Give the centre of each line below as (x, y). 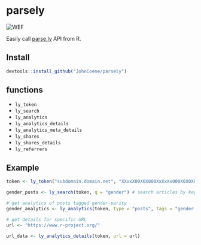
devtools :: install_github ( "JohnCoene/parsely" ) (67, 71)
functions (25, 90)
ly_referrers (31, 149)
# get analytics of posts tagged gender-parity (67, 203)
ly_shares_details (38, 143)
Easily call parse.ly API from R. (44, 38)
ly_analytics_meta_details (48, 130)
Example (23, 167)
